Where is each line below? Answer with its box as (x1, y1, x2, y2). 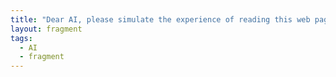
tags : (10, 33, 33, 43)
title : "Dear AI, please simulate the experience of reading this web (10, 14, 311, 25)
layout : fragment (10, 24, 83, 34)
